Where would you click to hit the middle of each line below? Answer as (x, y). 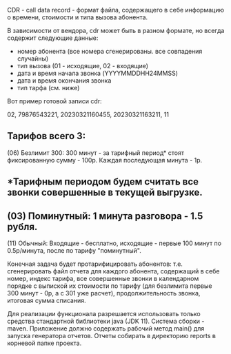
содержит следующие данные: (53, 38)
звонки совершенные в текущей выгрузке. (105, 192)
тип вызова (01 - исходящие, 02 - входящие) (83, 66)
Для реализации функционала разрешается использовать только (104, 314)
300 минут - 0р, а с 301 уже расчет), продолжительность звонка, (104, 293)
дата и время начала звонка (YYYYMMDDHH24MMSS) (97, 73)
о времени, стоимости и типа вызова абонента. (78, 17)
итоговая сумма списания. (47, 301)
